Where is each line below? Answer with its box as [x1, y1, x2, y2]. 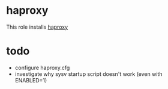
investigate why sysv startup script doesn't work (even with [14, 70, 163, 78]
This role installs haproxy [6, 23, 68, 30]
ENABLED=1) [14, 76, 47, 84]
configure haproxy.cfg [14, 64, 70, 71]
